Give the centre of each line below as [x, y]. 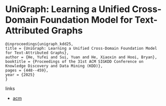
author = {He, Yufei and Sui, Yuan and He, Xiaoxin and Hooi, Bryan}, [81, 57]
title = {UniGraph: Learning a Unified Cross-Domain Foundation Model [81, 48]
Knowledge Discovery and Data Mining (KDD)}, [54, 66]
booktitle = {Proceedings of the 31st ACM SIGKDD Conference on [74, 61]
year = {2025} [20, 75]
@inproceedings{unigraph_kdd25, [39, 44]
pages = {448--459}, [27, 70]
